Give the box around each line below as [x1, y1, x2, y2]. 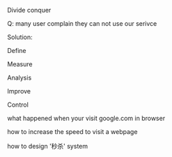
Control [7, 100, 29, 109]
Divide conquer [7, 6, 52, 14]
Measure [7, 60, 33, 68]
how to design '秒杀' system [7, 142, 88, 150]
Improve [7, 87, 31, 95]
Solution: [7, 33, 33, 41]
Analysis [7, 73, 32, 82]
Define [7, 47, 26, 54]
